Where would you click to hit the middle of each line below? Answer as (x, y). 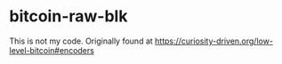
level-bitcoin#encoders (52, 50)
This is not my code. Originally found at (81, 41)
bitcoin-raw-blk (68, 16)
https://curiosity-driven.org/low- (214, 41)
